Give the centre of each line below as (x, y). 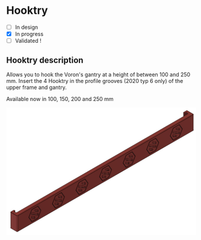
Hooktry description (45, 60)
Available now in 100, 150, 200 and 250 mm (60, 99)
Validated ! (28, 41)
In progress (29, 34)
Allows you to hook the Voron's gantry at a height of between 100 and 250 (98, 74)
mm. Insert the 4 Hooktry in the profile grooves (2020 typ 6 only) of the (95, 81)
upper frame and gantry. (37, 87)
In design (26, 27)
